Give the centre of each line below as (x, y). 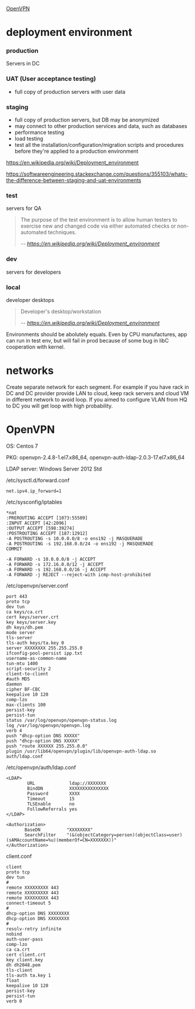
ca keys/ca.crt (25, 612)
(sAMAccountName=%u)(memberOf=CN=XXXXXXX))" (61, 840)
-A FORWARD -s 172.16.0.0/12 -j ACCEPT (55, 564)
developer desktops (30, 300)
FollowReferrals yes (52, 809)
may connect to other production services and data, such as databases (101, 126)
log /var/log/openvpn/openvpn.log (48, 725)
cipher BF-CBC (23, 689)
